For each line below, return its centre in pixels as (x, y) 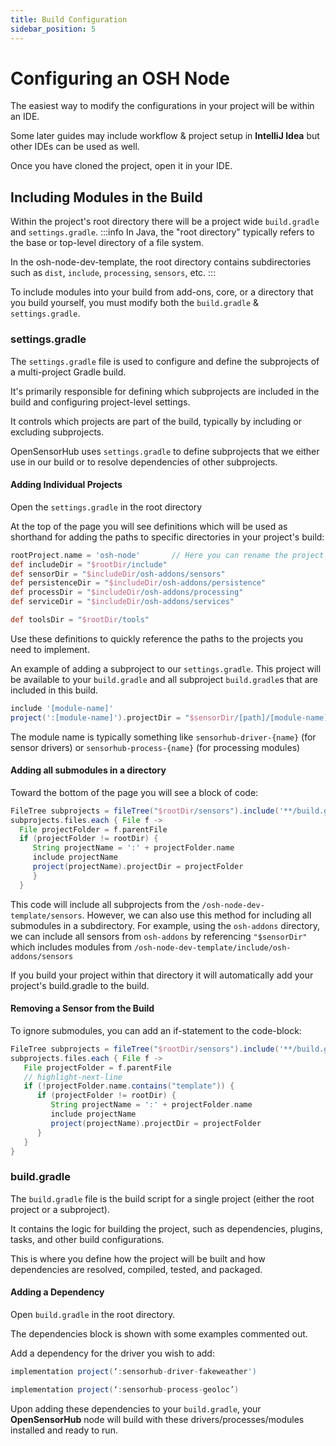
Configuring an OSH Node (120, 78)
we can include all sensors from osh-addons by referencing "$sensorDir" (159, 936)
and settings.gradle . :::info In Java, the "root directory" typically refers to (162, 232)
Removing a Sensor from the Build (82, 1008)
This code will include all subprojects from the (105, 904)
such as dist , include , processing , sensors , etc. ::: (113, 273)
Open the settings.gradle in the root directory (106, 507)
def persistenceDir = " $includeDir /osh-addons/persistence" (138, 583)
